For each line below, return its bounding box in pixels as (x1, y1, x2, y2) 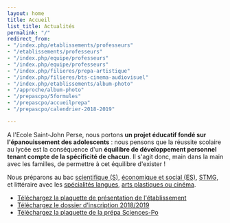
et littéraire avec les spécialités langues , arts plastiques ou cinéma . (7, 180, 196, 189)
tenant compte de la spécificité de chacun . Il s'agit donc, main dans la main (7, 152, 224, 161)
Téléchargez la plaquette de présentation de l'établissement (16, 193, 187, 202)
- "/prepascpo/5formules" (7, 93, 81, 100)
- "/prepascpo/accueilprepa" (7, 99, 91, 106)
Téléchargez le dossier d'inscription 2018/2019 (16, 200, 150, 209)
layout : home (7, 10, 45, 17)
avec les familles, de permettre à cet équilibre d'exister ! (7, 159, 166, 168)
